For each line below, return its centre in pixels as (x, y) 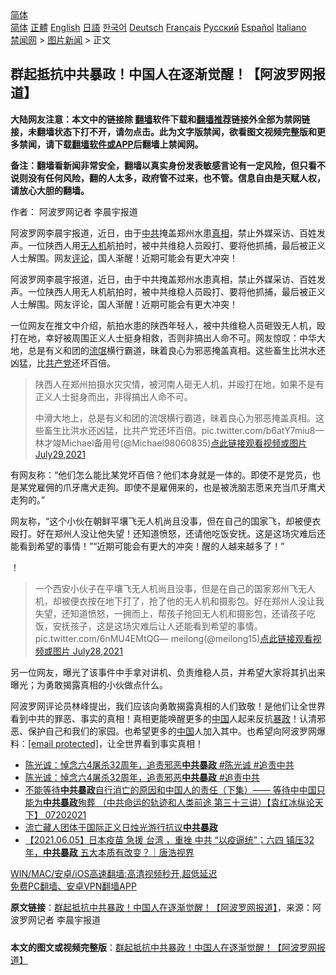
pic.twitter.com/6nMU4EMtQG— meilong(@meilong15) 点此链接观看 (173, 638)
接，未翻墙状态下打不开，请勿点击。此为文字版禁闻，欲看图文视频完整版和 (163, 131)
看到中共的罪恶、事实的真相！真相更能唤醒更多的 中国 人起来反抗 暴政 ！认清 (163, 718)
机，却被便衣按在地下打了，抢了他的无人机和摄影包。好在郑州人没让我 (179, 601)
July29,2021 (60, 454)
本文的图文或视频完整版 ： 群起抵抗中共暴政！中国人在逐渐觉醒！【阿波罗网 (163, 947)
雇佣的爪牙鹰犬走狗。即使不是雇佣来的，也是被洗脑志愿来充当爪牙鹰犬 (181, 487)
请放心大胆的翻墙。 (50, 190)
